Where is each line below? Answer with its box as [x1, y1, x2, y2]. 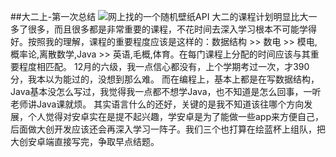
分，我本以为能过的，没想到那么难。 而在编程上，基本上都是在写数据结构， [10, 73, 320, 85]
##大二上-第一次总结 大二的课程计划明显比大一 [10, 11, 318, 22]
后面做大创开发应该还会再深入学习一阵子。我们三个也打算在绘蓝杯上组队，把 [10, 123, 326, 135]
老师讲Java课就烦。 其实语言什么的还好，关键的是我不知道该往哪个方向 [10, 98, 305, 110]
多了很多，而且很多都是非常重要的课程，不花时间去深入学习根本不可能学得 [10, 23, 317, 35]
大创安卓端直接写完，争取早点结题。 [10, 136, 160, 147]
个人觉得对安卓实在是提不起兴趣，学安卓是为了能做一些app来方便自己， [27, 111, 325, 122]
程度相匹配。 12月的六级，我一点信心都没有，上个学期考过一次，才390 [18, 61, 310, 72]
